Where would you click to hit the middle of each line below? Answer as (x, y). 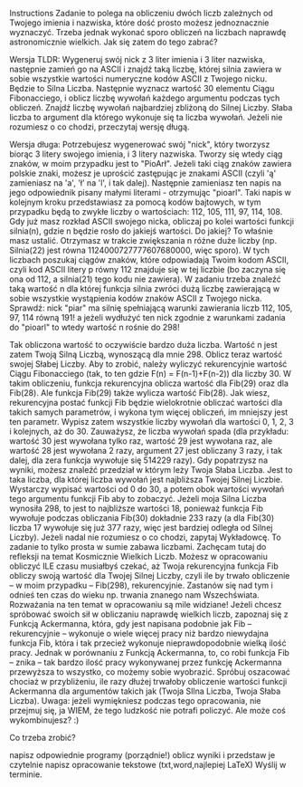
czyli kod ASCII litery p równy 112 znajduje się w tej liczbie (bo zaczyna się (148, 269)
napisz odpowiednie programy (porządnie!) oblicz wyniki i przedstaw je (142, 755)
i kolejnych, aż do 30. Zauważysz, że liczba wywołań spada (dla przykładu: (149, 431)
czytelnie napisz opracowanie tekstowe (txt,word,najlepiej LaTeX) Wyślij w (148, 765)
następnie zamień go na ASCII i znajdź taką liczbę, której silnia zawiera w (146, 69)
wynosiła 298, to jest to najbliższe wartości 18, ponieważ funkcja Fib (137, 508)
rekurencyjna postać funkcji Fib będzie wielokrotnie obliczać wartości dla (146, 403)
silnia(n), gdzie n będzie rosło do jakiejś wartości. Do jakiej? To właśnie (141, 231)
